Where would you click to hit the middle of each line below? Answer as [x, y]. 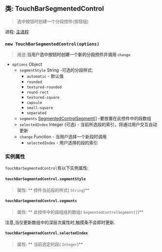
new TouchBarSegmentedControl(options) [52, 44]
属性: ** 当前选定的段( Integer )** [50, 244]
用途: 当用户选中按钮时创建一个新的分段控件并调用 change [74, 54]
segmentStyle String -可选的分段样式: [56, 70]
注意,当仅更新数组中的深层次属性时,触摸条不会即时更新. [60, 222]
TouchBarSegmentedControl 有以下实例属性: [47, 168]
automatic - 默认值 [45, 76]
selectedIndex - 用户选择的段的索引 [62, 143]
